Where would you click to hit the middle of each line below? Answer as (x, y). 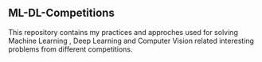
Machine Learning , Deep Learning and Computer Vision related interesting (131, 41)
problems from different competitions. (70, 49)
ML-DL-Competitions (62, 13)
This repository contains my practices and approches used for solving (123, 32)
